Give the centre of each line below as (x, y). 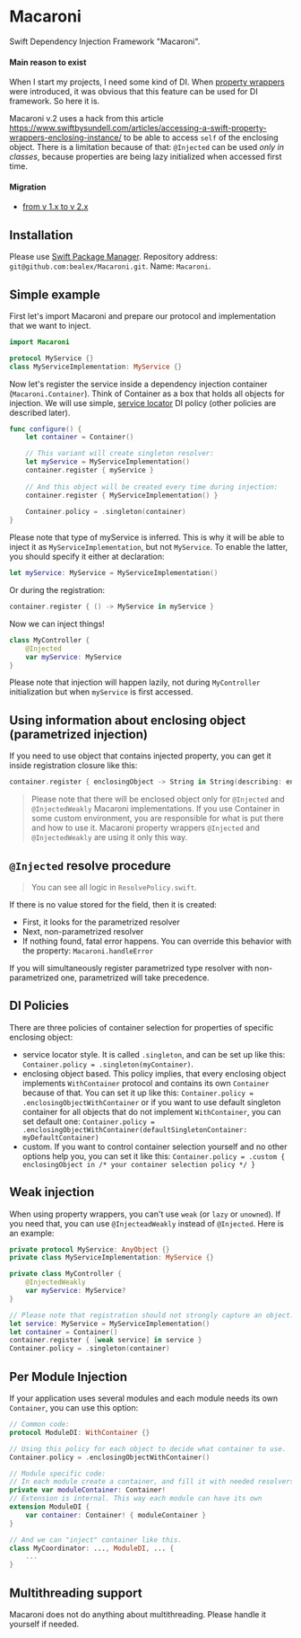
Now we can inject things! (57, 624)
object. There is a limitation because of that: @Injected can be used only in (147, 147)
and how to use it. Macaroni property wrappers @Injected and (145, 828)
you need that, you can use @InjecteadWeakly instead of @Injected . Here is (146, 1223)
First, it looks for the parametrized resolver (101, 922)
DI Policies (39, 1006)
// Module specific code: (57, 1474)
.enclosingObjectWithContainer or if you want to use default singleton (151, 1102)
